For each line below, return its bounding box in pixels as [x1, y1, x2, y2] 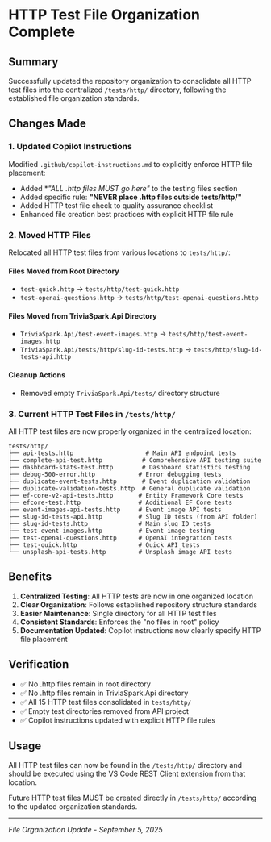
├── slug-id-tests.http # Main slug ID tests [8, 519, 211, 527]
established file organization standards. [8, 94, 140, 102]
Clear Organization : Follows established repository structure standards [19, 599, 258, 610]
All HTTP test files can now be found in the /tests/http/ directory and [8, 761, 243, 770]
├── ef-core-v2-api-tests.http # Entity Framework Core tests [8, 491, 244, 499]
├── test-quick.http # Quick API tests [8, 540, 200, 549]
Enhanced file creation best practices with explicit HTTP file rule [19, 209, 234, 219]
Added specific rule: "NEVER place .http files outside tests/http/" [19, 192, 242, 202]
